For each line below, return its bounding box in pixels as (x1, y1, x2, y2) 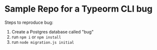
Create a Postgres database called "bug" (11, 29, 94, 34)
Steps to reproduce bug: (4, 19, 53, 25)
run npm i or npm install (11, 34, 61, 40)
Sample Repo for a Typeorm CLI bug (4, 3, 153, 15)
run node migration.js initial (11, 39, 74, 45)
